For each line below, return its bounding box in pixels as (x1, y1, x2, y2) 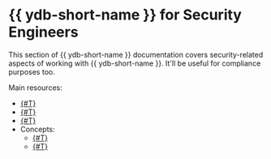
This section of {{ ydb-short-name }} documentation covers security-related (8, 49, 264, 59)
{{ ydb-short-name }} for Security (8, 6, 242, 24)
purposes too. (8, 67, 55, 76)
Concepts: (19, 124, 55, 134)
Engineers (8, 23, 79, 41)
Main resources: (8, 83, 62, 92)
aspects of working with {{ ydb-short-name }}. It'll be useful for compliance (8, 58, 261, 68)
